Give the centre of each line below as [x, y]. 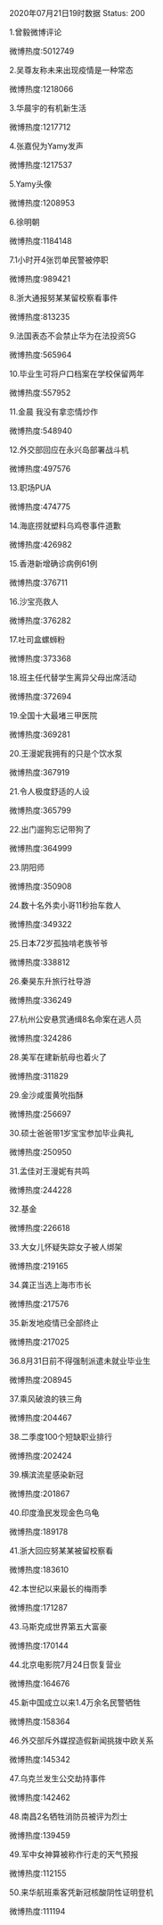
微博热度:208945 [41, 1380]
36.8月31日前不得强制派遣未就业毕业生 [80, 1361]
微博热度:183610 [39, 1569]
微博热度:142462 [40, 1797]
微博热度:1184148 [41, 241]
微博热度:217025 [39, 1342]
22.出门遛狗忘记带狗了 [50, 829]
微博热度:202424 [41, 1456]
